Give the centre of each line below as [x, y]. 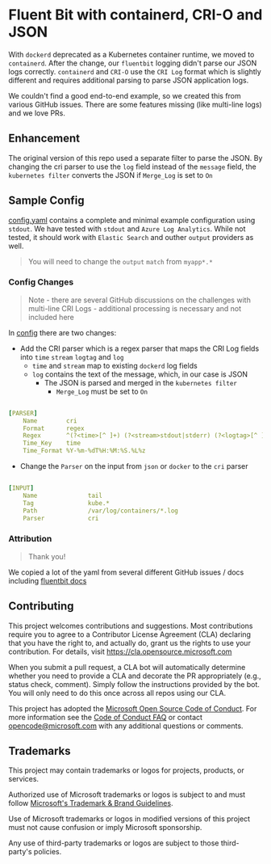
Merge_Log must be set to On [102, 391]
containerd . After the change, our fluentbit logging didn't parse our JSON [133, 63]
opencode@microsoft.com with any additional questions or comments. [126, 726]
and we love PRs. [37, 113]
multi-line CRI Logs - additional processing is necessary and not [135, 308]
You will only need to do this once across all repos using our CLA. [117, 693]
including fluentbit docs [48, 580]
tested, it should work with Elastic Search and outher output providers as [131, 237]
